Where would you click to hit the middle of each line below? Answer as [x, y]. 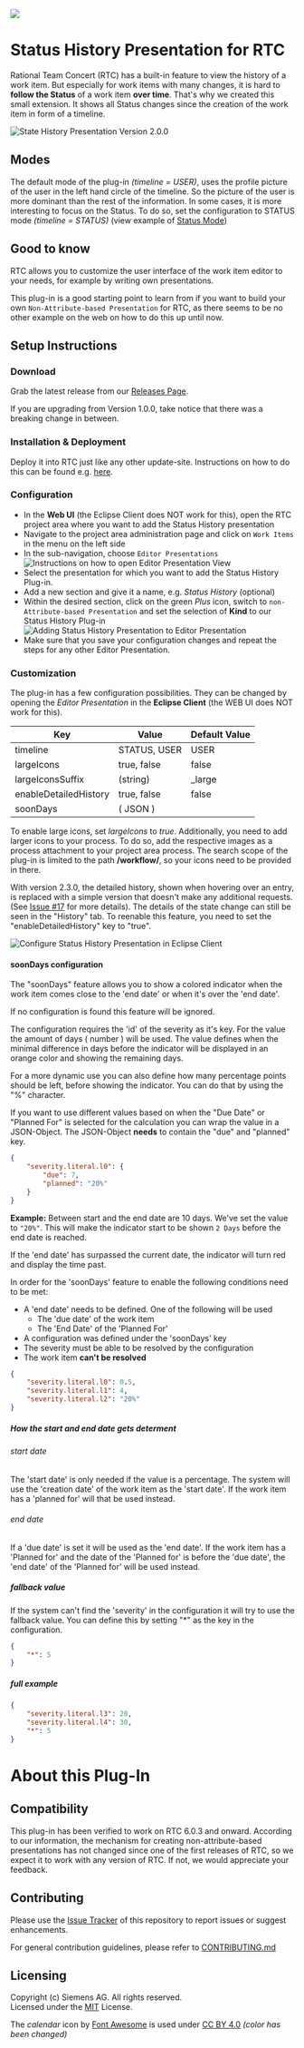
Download [33, 371]
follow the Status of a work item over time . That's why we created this [142, 94]
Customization [43, 673]
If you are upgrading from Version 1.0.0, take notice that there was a [137, 409]
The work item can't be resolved [85, 1357]
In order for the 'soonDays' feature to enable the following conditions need [149, 1282]
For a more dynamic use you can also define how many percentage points [148, 1076]
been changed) [39, 2034]
